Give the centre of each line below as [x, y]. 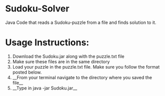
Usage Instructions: [47, 43]
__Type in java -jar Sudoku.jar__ [45, 88]
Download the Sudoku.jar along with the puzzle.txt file [68, 56]
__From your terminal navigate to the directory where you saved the [82, 77]
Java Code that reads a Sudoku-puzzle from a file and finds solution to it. [81, 22]
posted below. [27, 72]
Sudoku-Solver [37, 9]
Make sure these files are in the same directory [61, 61]
